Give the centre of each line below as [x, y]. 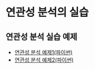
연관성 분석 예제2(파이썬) [44, 60]
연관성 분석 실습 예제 [41, 37]
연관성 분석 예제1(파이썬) [44, 52]
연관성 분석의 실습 [47, 12]
